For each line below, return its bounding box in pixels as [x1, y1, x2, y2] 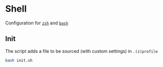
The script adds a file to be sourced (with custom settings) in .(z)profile [5, 48, 158, 54]
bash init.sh [5, 58, 33, 63]
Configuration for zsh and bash [5, 20, 69, 26]
